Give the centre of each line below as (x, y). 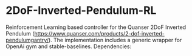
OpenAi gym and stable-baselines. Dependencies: (69, 46)
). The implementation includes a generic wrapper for (115, 40)
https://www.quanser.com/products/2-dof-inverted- (99, 33)
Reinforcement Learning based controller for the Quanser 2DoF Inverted (96, 27)
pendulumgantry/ (27, 40)
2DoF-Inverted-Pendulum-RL (81, 11)
